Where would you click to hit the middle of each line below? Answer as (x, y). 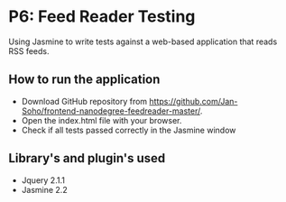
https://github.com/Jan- (194, 101)
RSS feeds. (29, 50)
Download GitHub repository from (84, 101)
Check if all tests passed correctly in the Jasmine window (129, 130)
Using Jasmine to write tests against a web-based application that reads (143, 41)
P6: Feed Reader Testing (102, 17)
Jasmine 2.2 (45, 189)
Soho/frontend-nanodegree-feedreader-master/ (111, 111)
